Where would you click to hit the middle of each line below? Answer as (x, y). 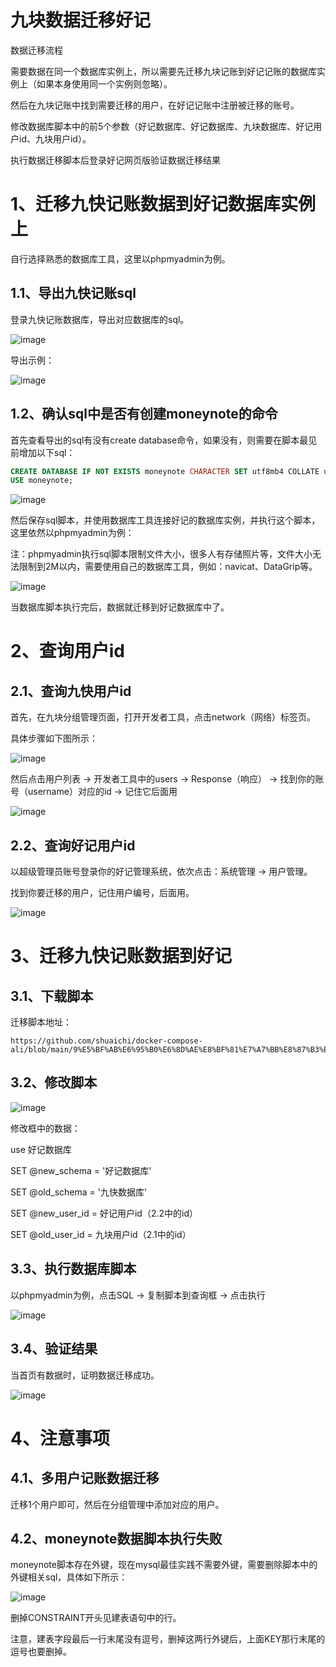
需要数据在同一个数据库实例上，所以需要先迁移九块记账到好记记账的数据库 (163, 71)
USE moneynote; (42, 481)
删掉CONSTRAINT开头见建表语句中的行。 (96, 1618)
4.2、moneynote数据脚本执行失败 (116, 1538)
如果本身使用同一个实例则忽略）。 (104, 83)
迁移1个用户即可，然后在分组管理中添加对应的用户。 (117, 1504)
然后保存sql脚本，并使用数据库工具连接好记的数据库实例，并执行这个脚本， (165, 520)
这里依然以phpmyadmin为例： (72, 533)
